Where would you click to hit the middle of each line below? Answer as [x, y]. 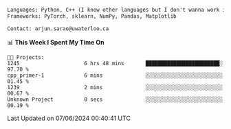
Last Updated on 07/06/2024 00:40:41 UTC [69, 118]
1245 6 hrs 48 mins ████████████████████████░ [115, 63]
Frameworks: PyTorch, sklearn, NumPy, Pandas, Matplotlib [92, 16]
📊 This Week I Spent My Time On [56, 42]
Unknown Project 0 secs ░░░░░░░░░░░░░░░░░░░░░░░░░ [115, 99]
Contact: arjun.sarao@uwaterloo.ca [58, 28]
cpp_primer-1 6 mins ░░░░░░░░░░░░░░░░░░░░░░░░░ [115, 75]
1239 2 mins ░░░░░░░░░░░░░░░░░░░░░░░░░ [115, 87]
